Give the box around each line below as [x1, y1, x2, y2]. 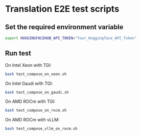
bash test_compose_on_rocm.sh [5, 108, 67, 113]
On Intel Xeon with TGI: [5, 62, 52, 68]
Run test [5, 49, 31, 58]
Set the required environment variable [5, 23, 123, 31]
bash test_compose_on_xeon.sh [5, 72, 67, 77]
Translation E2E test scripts [5, 3, 119, 15]
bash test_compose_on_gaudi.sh [5, 90, 69, 95]
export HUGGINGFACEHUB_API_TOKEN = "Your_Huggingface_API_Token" [5, 36, 137, 40]
